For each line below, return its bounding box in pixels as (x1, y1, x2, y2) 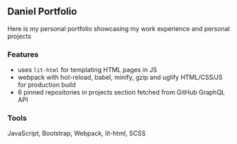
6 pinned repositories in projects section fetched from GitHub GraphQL (17, 88, 226, 97)
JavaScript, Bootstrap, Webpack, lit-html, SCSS (7, 129, 146, 138)
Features (7, 49, 39, 59)
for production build (17, 80, 76, 89)
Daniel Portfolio (7, 6, 77, 18)
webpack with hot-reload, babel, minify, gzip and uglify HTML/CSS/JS (17, 73, 223, 82)
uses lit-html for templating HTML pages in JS (17, 66, 158, 74)
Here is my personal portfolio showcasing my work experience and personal (7, 24, 231, 32)
